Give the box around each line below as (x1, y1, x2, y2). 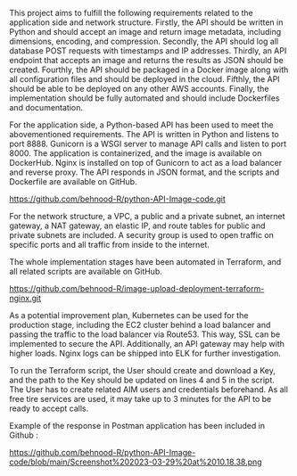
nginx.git (9, 293, 42, 303)
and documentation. (9, 103, 83, 112)
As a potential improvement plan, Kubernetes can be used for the (9, 310, 249, 320)
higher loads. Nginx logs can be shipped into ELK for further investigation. (9, 348, 281, 358)
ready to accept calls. (9, 403, 89, 414)
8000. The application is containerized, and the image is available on (9, 148, 262, 159)
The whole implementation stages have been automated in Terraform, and (9, 257, 282, 267)
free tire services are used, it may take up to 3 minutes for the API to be (9, 394, 272, 404)
